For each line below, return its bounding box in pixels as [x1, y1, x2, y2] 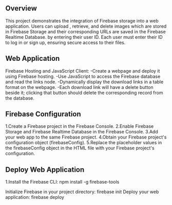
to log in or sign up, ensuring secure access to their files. [5, 39, 126, 45]
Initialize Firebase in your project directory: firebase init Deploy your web [5, 189, 159, 195]
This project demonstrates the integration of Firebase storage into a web [5, 17, 159, 24]
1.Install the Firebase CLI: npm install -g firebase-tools [5, 179, 120, 185]
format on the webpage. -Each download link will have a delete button [5, 84, 154, 90]
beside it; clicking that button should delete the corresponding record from [5, 89, 163, 96]
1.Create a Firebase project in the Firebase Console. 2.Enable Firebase [5, 123, 154, 129]
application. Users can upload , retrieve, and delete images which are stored [5, 23, 167, 29]
